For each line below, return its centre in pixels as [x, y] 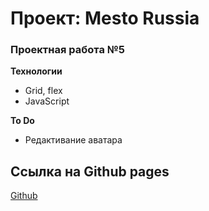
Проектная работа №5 [67, 50]
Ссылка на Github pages [90, 171]
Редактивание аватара [73, 140]
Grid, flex [43, 91]
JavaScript [47, 101]
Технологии [36, 71]
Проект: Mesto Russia [105, 18]
